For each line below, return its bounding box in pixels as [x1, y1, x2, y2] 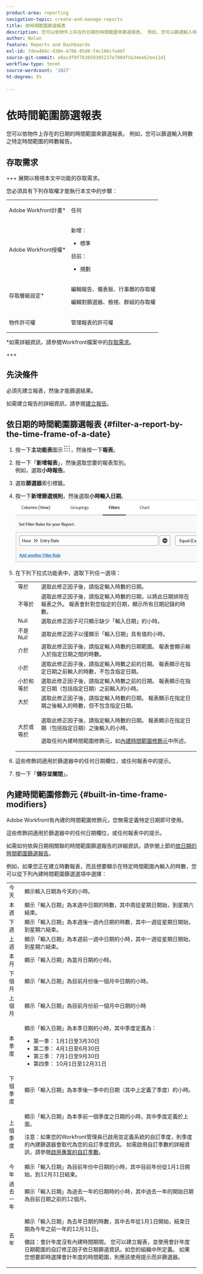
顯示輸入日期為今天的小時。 [24, 888, 94, 895]
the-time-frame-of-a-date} [6, 429, 111, 440]
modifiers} [6, 799, 47, 810]
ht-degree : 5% [6, 73, 42, 80]
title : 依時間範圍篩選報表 [6, 22, 66, 28]
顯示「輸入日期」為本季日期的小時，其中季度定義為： [24, 1025, 157, 1032]
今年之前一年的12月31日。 [35, 1225, 102, 1233]
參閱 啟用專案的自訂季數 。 [40, 1148, 105, 1155]
